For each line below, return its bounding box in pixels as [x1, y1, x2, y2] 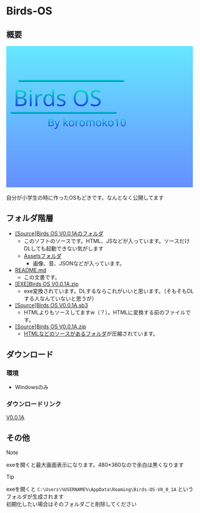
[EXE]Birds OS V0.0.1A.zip [14, 280, 79, 288]
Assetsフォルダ [23, 252, 62, 259]
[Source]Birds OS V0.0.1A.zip [14, 323, 87, 330]
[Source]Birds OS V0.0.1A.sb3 [14, 302, 88, 309]
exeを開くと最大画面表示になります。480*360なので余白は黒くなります [6, 462, 184, 469]
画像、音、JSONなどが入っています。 [32, 260, 125, 267]
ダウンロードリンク [6, 400, 61, 408]
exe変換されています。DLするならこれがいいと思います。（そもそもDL [23, 288, 194, 295]
